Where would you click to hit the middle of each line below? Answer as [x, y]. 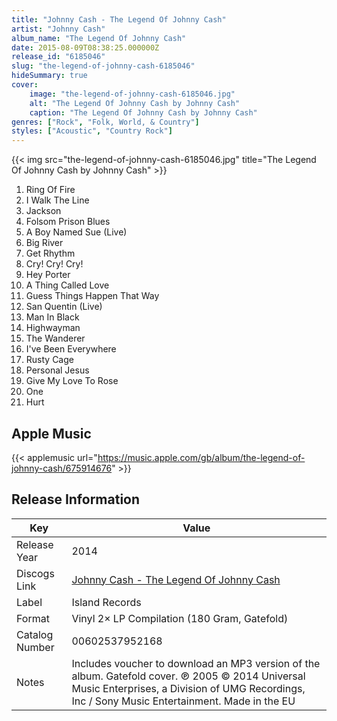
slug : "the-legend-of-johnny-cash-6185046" [103, 66]
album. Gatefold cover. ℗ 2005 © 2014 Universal [188, 676]
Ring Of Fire [50, 190]
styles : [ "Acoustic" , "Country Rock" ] [92, 131]
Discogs [35, 573]
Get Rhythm [50, 253]
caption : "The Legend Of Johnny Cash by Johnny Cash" [143, 112]
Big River [44, 243]
